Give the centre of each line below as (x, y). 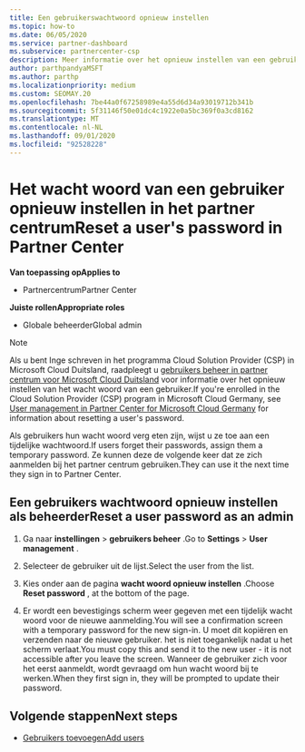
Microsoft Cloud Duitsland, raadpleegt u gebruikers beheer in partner (139, 369)
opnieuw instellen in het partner (133, 208)
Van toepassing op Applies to (65, 272)
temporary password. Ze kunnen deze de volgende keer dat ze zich (136, 454)
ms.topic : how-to (42, 26)
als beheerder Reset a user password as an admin (152, 517)
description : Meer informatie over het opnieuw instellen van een (138, 60)
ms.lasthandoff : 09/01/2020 (63, 136)
